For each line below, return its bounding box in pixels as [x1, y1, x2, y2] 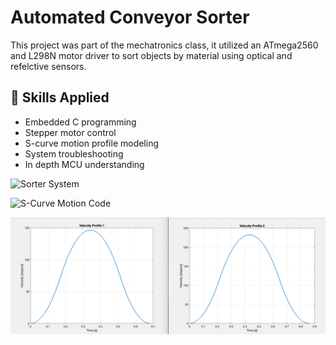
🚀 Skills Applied [10, 89, 110, 106]
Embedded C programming [24, 116, 137, 128]
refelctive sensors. [10, 60, 87, 72]
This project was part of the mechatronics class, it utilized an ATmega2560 [10, 39, 319, 51]
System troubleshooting [24, 147, 124, 160]
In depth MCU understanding [24, 158, 145, 170]
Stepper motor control [24, 126, 117, 138]
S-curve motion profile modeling [24, 137, 160, 149]
